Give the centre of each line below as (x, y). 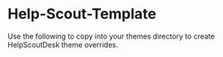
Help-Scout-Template (82, 14)
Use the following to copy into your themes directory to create (111, 36)
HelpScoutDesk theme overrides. (63, 44)
